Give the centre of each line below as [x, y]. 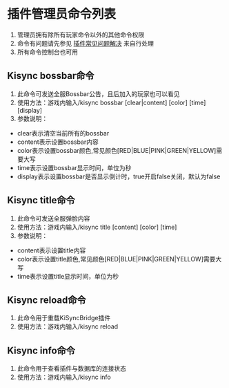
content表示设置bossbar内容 [58, 142]
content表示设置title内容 [51, 250]
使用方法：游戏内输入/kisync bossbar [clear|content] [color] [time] [111, 102]
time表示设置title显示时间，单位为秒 [68, 276]
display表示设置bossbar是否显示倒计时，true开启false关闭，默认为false [119, 176]
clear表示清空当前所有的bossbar [63, 133]
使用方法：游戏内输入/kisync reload [68, 326]
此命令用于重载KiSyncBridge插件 [64, 318]
